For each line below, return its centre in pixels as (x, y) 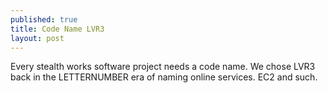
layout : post (37, 38)
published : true (44, 19)
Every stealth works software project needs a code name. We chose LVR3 (163, 67)
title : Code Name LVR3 (57, 29)
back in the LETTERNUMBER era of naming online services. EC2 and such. (164, 77)
